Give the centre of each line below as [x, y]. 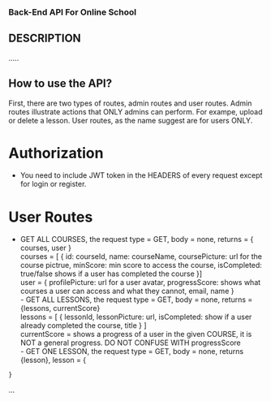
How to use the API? [60, 84]
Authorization [56, 153]
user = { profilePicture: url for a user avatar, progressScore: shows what [140, 282]
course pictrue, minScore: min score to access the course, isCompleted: [141, 265]
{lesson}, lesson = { [53, 360]
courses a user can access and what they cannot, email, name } [127, 291]
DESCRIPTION [45, 39]
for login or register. [53, 184]
